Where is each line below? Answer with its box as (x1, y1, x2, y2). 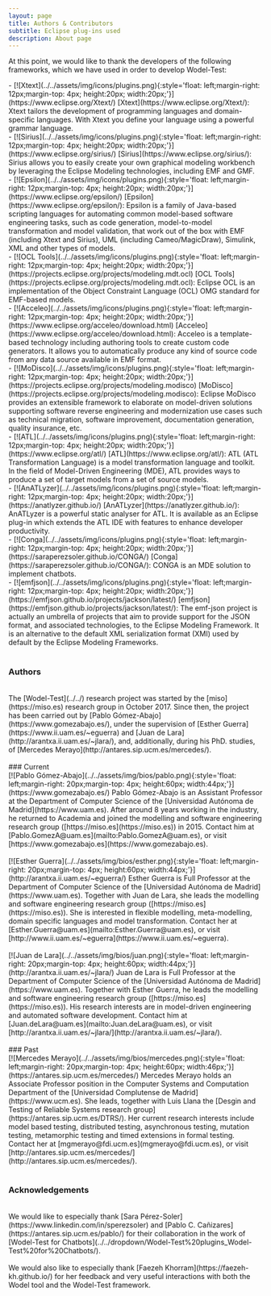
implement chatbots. (8, 569, 77, 579)
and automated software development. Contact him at (8, 1010, 188, 1020)
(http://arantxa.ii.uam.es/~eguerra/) (8, 873, 127, 883)
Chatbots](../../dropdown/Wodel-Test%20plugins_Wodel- (61, 1237, 252, 1247)
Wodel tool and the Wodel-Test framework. (8, 1280, 152, 1290)
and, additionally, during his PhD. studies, (118, 736, 256, 746)
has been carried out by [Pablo (8, 711, 111, 720)
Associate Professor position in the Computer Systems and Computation (8, 1078, 249, 1089)
